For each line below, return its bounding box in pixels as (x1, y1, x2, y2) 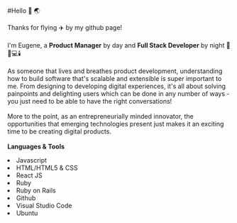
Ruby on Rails (16, 186, 56, 195)
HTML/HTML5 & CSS (16, 163, 78, 172)
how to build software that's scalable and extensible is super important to (7, 75, 222, 82)
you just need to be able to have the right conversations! (7, 97, 172, 105)
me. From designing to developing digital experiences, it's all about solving (7, 82, 226, 90)
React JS (16, 171, 43, 180)
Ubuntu (16, 209, 38, 217)
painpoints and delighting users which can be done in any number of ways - (7, 89, 230, 98)
